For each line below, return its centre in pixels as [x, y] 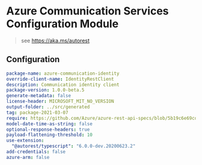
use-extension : [25, 141]
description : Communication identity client [63, 85]
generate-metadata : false [38, 96]
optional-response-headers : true [48, 129]
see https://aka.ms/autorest [55, 40]
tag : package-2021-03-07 [37, 113]
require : [17, 118]
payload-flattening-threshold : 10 [50, 135]
